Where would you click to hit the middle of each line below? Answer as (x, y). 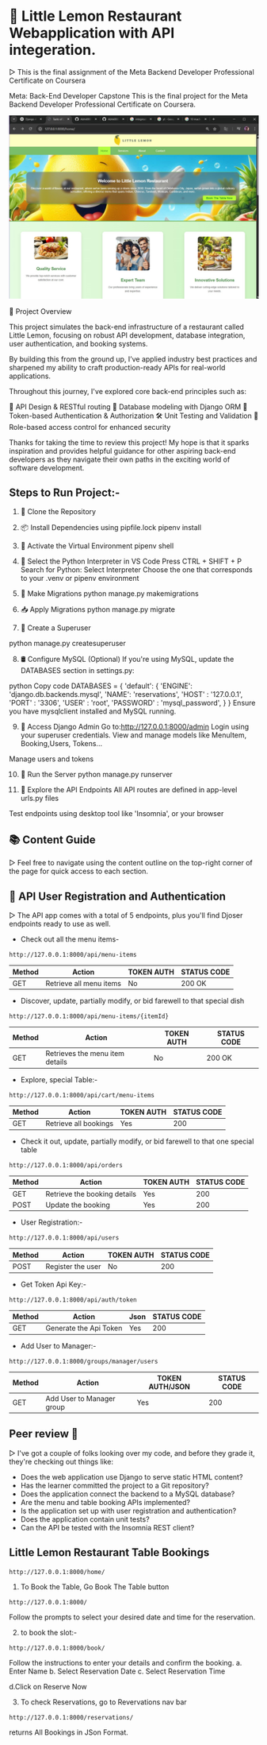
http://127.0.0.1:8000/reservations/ (71, 1717)
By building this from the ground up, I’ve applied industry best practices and (133, 359)
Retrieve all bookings (80, 1124)
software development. (47, 467)
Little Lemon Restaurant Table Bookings (109, 1553)
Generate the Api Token (84, 1328)
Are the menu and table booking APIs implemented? (105, 1502)
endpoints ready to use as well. (60, 924)
